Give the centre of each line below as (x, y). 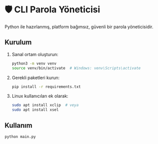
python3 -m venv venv (34, 63)
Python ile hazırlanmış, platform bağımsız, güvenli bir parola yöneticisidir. (79, 27)
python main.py (20, 137)
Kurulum (18, 42)
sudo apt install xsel (35, 110)
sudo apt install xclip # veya (45, 105)
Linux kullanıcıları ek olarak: (40, 96)
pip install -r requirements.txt (46, 87)
